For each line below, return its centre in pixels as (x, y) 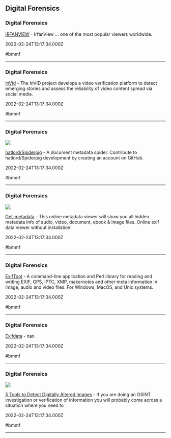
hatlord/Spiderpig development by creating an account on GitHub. (75, 158)
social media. (19, 94)
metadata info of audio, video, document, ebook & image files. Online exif (82, 222)
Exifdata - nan (20, 336)
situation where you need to (35, 405)
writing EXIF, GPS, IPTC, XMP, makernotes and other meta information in (81, 282)
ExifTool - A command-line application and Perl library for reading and (79, 276)
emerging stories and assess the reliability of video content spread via (79, 88)
